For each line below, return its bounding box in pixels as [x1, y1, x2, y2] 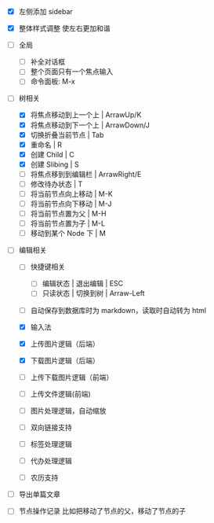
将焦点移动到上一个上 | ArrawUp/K [30, 110, 142, 120]
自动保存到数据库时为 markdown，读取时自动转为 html [30, 305, 207, 315]
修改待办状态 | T [30, 179, 83, 189]
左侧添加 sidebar [18, 7, 74, 16]
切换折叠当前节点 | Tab [30, 130, 104, 139]
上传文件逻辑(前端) [30, 389, 91, 399]
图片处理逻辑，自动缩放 [30, 406, 107, 415]
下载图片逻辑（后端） [30, 355, 100, 365]
